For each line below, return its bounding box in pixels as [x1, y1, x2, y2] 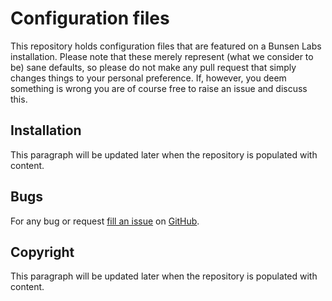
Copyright [10, 243, 75, 261]
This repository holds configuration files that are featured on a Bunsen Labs [10, 40, 322, 52]
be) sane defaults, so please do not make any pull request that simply [10, 61, 297, 73]
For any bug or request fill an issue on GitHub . [10, 215, 200, 227]
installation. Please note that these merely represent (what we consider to [10, 50, 314, 62]
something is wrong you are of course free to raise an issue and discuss [10, 82, 308, 94]
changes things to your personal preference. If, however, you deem [10, 72, 287, 84]
